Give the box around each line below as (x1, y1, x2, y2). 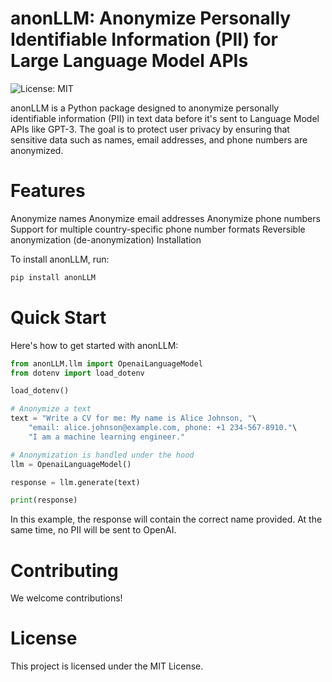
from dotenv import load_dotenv (10, 368, 145, 378)
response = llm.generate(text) (10, 477, 141, 487)
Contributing (10, 559, 119, 582)
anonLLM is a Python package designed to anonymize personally (10, 102, 280, 114)
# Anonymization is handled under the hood (10, 450, 195, 460)
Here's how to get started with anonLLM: (10, 339, 179, 351)
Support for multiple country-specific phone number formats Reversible (10, 223, 306, 235)
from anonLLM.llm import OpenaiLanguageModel (10, 358, 203, 369)
